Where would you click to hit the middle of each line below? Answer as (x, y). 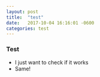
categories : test (28, 28)
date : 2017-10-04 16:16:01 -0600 (50, 23)
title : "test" (25, 17)
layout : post (22, 12)
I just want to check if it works (51, 62)
